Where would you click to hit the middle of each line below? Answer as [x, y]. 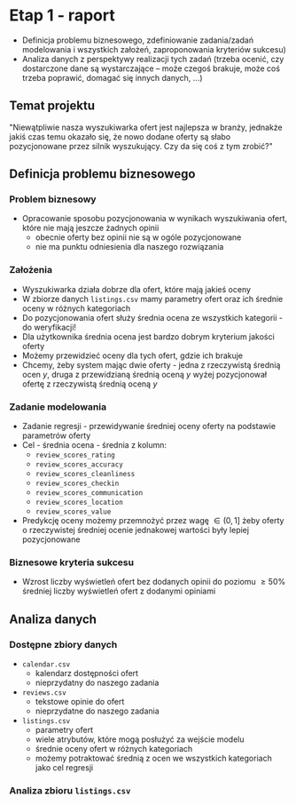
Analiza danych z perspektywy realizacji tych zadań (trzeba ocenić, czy [153, 59]
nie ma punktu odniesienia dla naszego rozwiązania [129, 247]
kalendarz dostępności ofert [87, 673]
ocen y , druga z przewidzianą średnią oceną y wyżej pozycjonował [144, 374]
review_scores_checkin [77, 484]
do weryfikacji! [49, 327]
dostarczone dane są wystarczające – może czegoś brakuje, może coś [151, 68]
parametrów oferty [56, 435]
